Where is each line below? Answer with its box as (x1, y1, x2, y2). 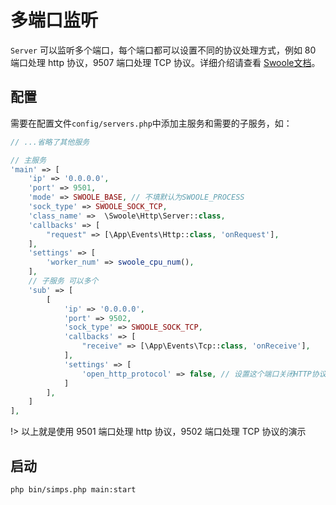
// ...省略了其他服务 (10, 137, 90, 147)
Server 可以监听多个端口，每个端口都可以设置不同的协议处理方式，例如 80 (10, 44, 317, 56)
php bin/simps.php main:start (10, 484, 137, 495)
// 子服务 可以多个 (28, 276, 99, 286)
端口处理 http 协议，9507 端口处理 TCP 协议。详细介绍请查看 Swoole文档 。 (10, 56, 321, 68)
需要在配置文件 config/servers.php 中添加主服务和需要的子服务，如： (10, 117, 293, 129)
